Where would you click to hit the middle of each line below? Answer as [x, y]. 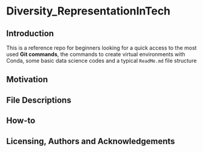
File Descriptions [39, 100]
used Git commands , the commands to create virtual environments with [96, 54]
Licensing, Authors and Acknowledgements [91, 141]
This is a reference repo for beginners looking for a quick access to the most [101, 48]
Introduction [30, 33]
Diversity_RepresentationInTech [89, 11]
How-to [21, 121]
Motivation [27, 80]
